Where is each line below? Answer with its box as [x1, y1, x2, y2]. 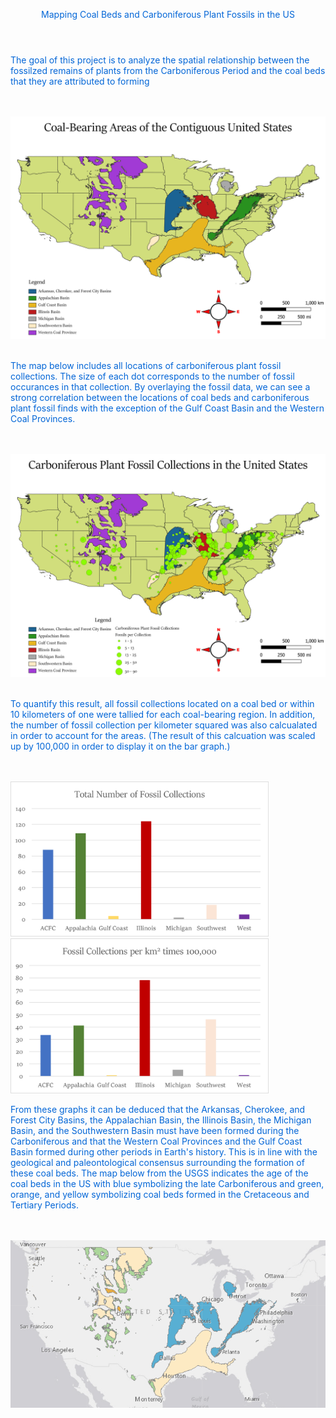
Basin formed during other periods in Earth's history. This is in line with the [10, 1145, 318, 1158]
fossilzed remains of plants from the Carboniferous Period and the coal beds [10, 65, 326, 76]
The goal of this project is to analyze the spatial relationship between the [10, 54, 310, 66]
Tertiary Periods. [10, 1199, 79, 1211]
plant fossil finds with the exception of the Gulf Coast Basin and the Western [10, 402, 325, 414]
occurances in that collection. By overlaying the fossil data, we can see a [10, 381, 311, 393]
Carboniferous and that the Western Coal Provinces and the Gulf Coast [10, 1135, 303, 1147]
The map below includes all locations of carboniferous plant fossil [10, 360, 282, 372]
